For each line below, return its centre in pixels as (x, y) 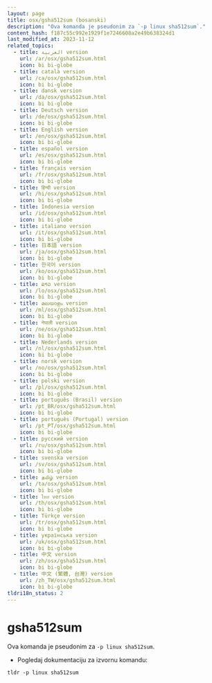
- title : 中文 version (45, 555)
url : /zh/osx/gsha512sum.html (63, 561)
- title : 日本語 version (47, 246)
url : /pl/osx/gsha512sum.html (63, 387)
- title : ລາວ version (45, 284)
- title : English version (51, 130)
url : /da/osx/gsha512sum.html (63, 98)
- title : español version (51, 149)
